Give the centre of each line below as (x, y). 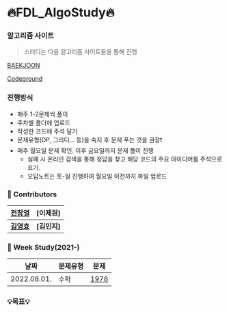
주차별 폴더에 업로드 (43, 122)
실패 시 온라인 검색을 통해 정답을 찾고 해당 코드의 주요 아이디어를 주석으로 (125, 159)
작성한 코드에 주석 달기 (47, 131)
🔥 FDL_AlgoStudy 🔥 (61, 13)
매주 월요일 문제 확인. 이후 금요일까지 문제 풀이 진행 (85, 150)
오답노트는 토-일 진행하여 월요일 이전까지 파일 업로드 (97, 176)
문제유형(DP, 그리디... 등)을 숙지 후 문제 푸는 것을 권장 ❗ (90, 140)
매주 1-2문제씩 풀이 (42, 114)
